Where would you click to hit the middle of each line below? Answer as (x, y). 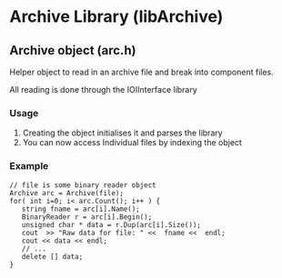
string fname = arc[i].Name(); (81, 209)
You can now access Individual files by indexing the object (132, 143)
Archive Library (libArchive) (116, 17)
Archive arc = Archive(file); (67, 193)
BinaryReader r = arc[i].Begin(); (87, 217)
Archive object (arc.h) (73, 50)
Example (29, 166)
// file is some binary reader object (83, 185)
